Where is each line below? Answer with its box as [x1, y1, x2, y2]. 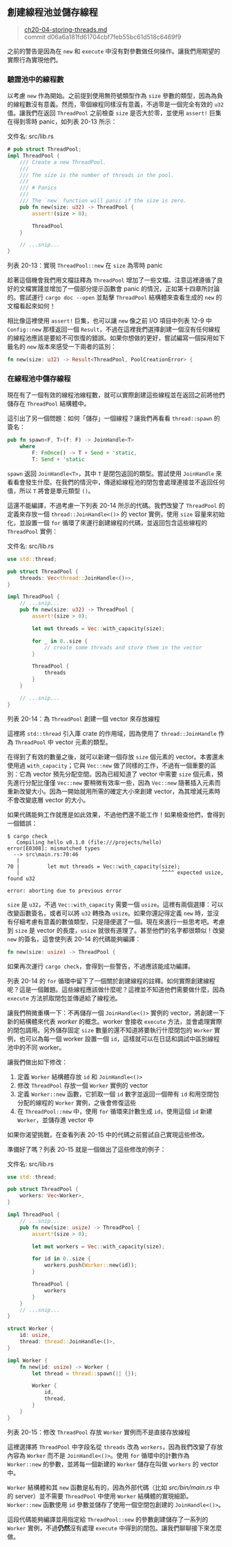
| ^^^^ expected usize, [16, 869, 224, 876]
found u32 [7, 875, 36, 882]
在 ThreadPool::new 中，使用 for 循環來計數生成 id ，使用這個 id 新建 [17, 1107, 213, 1115]
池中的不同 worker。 [7, 1043, 66, 1052]
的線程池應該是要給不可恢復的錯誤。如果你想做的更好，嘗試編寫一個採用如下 [7, 334, 225, 342]
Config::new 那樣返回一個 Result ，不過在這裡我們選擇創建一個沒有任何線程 [7, 325, 221, 334]
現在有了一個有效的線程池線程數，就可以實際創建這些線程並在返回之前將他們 [7, 391, 225, 399]
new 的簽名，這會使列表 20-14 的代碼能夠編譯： [7, 935, 142, 943]
